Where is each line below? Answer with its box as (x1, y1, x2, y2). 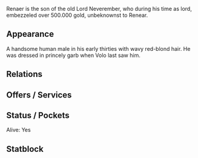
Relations (6, 69, 43, 79)
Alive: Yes (6, 127, 31, 134)
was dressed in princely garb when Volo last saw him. (6, 51, 140, 59)
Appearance (6, 29, 54, 39)
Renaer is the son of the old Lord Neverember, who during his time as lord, (6, 5, 192, 12)
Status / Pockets (6, 110, 70, 120)
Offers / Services (6, 90, 72, 100)
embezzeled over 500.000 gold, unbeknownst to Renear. (6, 12, 148, 19)
